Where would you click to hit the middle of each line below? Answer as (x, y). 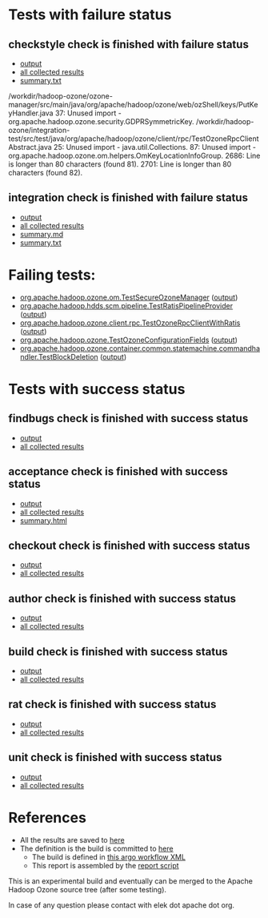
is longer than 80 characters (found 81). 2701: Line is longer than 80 (120, 164)
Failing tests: (52, 275)
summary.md (42, 234)
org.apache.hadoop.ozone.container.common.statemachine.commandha (140, 348)
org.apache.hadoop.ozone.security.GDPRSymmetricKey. (101, 121)
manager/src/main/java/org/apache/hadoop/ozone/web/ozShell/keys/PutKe (133, 105)
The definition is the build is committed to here (96, 848)
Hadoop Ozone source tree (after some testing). (87, 889)
